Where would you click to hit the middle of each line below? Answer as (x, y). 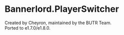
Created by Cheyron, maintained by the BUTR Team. (58, 23)
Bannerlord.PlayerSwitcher (62, 9)
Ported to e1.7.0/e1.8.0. (28, 28)
